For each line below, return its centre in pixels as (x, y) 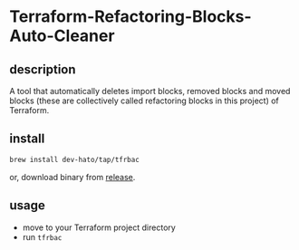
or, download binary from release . (72, 177)
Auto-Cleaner (62, 36)
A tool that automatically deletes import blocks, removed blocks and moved (150, 91)
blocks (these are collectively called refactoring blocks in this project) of (144, 101)
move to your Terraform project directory (99, 227)
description (43, 69)
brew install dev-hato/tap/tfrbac (75, 159)
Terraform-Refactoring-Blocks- (130, 17)
